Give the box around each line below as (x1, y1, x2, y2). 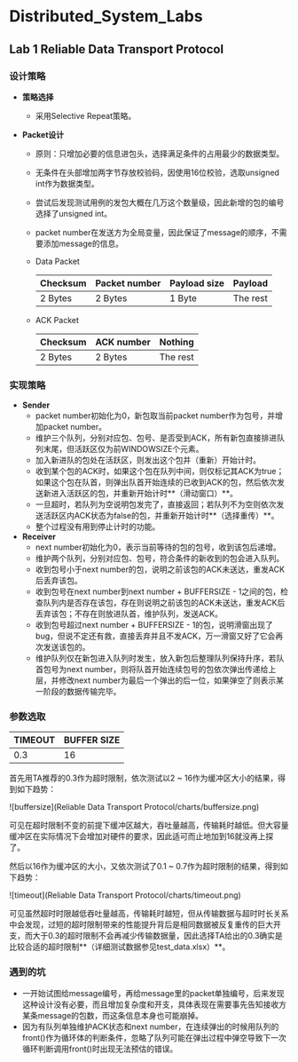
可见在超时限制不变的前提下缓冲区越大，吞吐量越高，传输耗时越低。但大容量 (9, 820, 289, 831)
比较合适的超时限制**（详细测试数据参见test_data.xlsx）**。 (9, 941, 231, 952)
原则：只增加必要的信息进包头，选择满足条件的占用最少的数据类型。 (35, 148, 285, 159)
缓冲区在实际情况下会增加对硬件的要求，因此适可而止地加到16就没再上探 (9, 831, 274, 842)
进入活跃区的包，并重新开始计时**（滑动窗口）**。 (51, 488, 238, 499)
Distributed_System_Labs (9, 6, 203, 27)
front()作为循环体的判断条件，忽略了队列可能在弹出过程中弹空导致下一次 (21, 1032, 286, 1042)
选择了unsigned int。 (35, 208, 113, 218)
